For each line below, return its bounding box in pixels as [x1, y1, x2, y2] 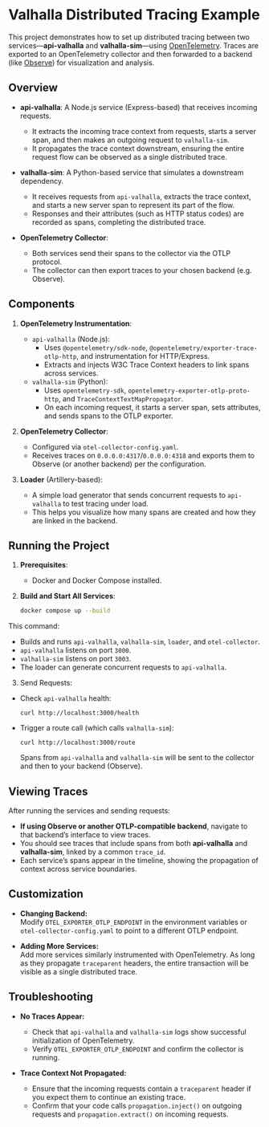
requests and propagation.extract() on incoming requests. [31, 1109, 229, 1119]
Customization [8, 887, 84, 901]
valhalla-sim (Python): [31, 376, 108, 386]
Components [8, 297, 75, 311]
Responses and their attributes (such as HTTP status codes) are [31, 209, 245, 218]
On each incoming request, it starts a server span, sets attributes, [43, 402, 261, 412]
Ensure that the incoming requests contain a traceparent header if [31, 1084, 251, 1093]
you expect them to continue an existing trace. [31, 1092, 186, 1101]
